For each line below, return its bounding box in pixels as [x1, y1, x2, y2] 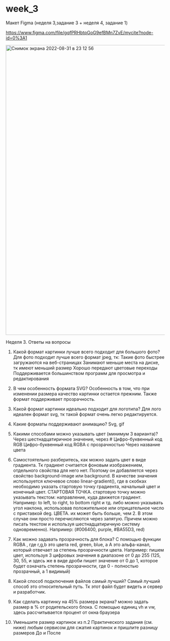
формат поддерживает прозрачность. [13, 396, 95, 402]
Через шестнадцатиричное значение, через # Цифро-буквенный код [13, 436, 163, 442]
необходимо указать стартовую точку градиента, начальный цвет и [13, 483, 160, 490]
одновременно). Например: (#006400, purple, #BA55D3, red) [13, 526, 145, 532]
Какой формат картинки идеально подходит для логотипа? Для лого [13, 406, 161, 412]
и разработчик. [13, 589, 46, 595]
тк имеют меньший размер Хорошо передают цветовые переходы [13, 364, 158, 371]
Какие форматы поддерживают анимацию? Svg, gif [13, 421, 125, 427]
